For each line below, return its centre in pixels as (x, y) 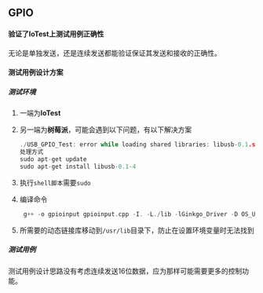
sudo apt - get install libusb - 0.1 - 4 (78, 167)
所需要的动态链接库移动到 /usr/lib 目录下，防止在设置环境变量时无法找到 (137, 230)
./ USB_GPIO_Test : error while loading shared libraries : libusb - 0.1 (134, 145)
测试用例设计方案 (36, 72)
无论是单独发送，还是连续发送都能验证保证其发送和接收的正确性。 (115, 53)
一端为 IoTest (40, 113)
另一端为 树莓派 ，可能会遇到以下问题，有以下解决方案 (106, 130)
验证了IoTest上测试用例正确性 (56, 34)
